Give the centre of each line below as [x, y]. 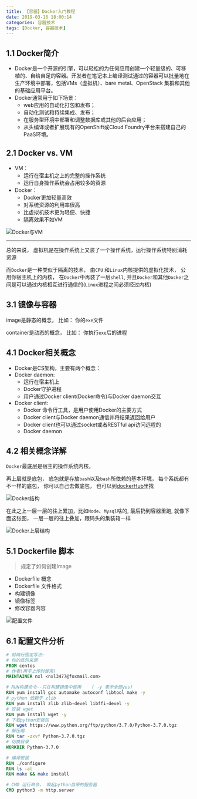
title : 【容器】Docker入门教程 [41, 11]
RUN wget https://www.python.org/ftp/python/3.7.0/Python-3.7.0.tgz [91, 726]
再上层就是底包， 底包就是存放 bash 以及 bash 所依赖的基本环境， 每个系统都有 [98, 478]
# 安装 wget [20, 709]
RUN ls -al [19, 769]
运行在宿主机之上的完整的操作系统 [64, 175]
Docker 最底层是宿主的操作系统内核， [50, 466]
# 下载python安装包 [28, 720]
